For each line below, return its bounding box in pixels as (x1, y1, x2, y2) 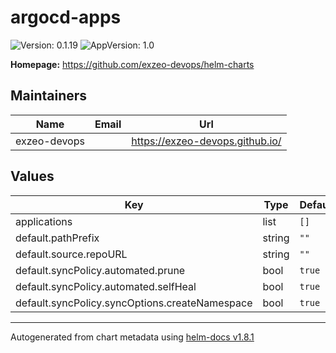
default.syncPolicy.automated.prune (15, 263, 186, 277)
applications (15, 214, 73, 228)
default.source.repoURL (15, 247, 128, 261)
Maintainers (10, 87, 88, 105)
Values (10, 168, 55, 185)
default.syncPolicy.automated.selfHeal (15, 279, 197, 293)
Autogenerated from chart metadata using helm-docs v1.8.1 (10, 331, 255, 343)
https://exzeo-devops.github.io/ (131, 134, 282, 148)
